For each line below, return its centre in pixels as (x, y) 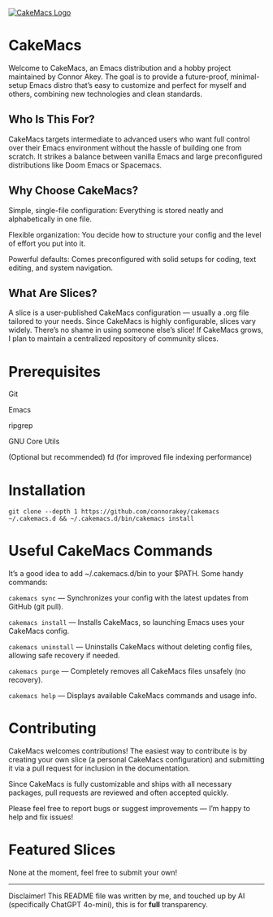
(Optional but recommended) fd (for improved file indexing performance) (130, 457)
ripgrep (21, 426)
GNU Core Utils (34, 441)
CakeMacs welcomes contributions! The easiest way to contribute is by (128, 751)
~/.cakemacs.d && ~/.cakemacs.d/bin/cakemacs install (102, 519)
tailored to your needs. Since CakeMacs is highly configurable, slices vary (132, 321)
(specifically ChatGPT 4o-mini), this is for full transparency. (108, 905)
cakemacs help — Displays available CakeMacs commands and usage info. (133, 696)
